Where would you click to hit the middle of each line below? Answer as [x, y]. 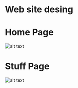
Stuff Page [27, 67]
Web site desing [39, 9]
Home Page [29, 32]
